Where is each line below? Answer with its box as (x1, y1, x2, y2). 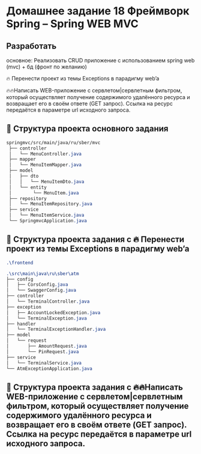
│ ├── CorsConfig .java (6, 282, 68, 288)
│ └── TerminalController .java (6, 298, 90, 304)
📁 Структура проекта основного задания (6, 124, 169, 134)
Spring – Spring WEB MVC (6, 17, 139, 31)
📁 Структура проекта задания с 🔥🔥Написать (6, 382, 183, 392)
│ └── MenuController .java (8, 151, 82, 157)
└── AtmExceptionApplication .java (6, 365, 93, 372)
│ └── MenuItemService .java (8, 212, 85, 219)
